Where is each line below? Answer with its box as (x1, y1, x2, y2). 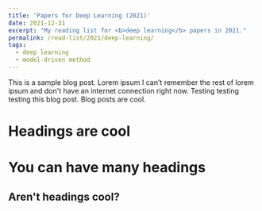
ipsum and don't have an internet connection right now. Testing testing (8, 86, 240, 95)
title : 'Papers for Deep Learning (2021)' (8, 11, 151, 20)
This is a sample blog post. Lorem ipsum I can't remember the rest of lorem (8, 77, 254, 87)
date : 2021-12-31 (8, 19, 66, 27)
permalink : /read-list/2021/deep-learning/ (8, 33, 155, 42)
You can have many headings (8, 159, 206, 177)
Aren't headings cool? (8, 190, 121, 203)
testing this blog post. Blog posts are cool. (8, 94, 146, 104)
